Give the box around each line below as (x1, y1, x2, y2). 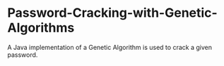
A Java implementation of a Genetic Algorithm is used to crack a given (7, 43, 212, 51)
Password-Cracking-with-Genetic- (7, 5, 218, 21)
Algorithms (7, 20, 75, 36)
